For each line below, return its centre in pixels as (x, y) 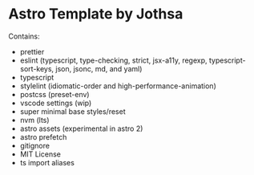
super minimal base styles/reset (73, 111)
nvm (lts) (34, 120)
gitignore (35, 145)
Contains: (24, 36)
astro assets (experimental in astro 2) (81, 128)
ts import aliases (47, 162)
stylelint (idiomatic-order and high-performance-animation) (118, 86)
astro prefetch (43, 136)
